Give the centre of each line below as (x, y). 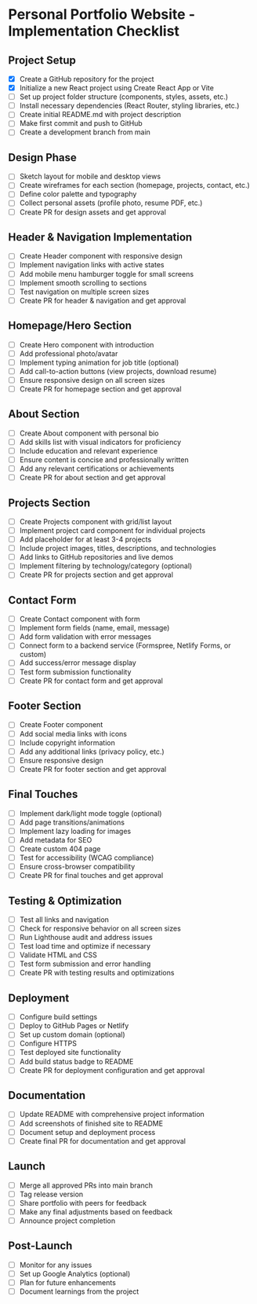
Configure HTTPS (48, 1044)
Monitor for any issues (56, 1265)
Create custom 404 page (60, 849)
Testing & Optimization (65, 900)
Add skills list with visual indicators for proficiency (100, 442)
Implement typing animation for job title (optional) (99, 362)
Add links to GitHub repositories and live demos (96, 557)
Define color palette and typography (78, 194)
